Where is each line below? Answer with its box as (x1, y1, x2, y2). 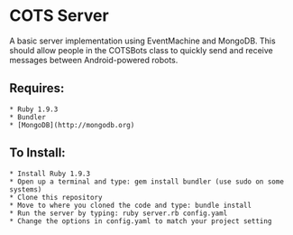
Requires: (9, 80, 65, 96)
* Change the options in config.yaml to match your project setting (9, 216, 272, 226)
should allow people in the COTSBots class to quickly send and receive (9, 44, 273, 55)
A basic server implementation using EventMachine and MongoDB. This (9, 35, 277, 46)
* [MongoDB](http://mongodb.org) (9, 120, 135, 129)
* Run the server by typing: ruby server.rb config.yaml (9, 209, 228, 218)
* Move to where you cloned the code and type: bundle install (9, 201, 252, 210)
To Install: (9, 146, 66, 161)
